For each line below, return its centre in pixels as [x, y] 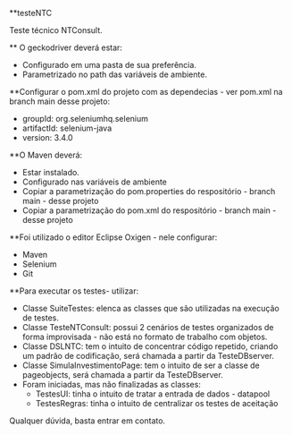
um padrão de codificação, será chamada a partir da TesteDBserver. [148, 356]
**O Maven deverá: [46, 155]
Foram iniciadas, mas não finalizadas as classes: [111, 384]
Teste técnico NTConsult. [56, 30]
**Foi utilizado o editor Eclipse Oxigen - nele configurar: [113, 237]
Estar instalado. [51, 172]
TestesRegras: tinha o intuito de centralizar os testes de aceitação [157, 403]
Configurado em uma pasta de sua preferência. [109, 65]
